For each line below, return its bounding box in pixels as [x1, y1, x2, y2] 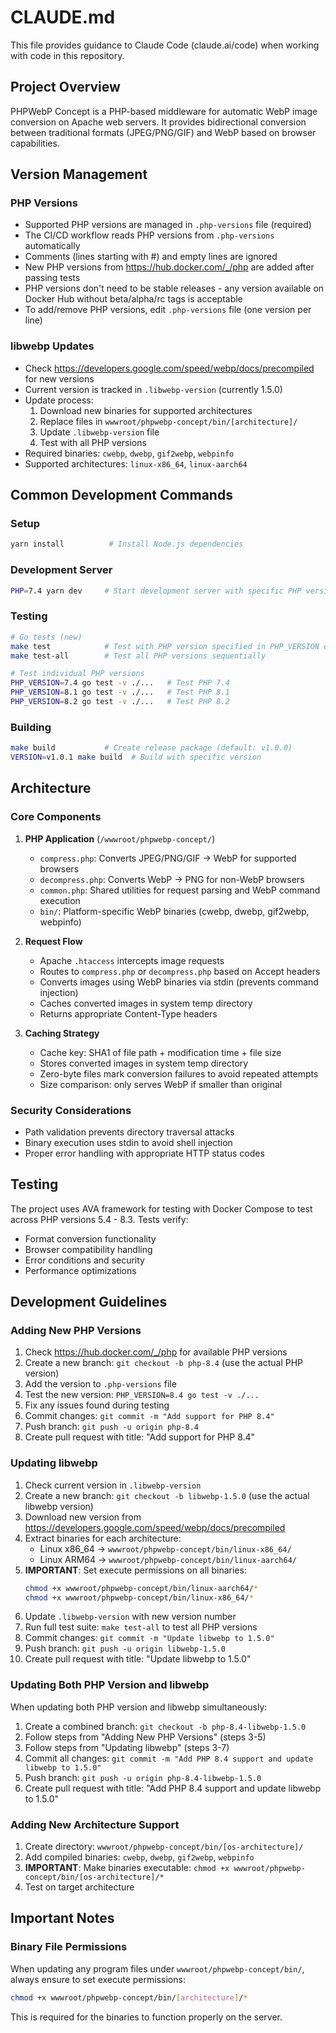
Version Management [10, 166, 148, 183]
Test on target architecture [24, 1881, 135, 1893]
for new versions [24, 372, 95, 385]
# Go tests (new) [10, 632, 83, 642]
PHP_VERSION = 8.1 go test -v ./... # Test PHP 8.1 [10, 687, 230, 698]
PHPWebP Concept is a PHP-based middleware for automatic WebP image [10, 105, 318, 117]
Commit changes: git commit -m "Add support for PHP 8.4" [24, 1410, 275, 1422]
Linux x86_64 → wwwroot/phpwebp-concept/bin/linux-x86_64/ [39, 1542, 292, 1555]
